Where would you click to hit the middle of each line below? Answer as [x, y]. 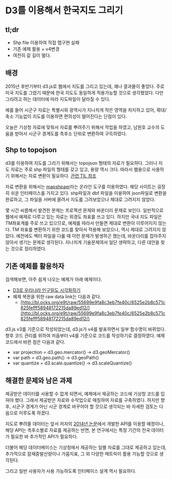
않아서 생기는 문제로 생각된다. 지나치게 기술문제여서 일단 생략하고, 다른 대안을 [82, 242]
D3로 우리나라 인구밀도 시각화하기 [47, 290]
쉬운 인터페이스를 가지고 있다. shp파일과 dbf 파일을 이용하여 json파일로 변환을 [89, 193]
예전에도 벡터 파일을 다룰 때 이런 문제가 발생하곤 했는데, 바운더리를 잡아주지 [91, 236]
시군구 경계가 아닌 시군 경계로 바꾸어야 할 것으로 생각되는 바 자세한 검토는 [85, 406]
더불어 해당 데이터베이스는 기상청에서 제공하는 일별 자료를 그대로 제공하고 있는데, [86, 447]
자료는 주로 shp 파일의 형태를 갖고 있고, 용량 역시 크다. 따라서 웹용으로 [81, 169]
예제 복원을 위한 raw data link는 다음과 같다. [57, 296]
